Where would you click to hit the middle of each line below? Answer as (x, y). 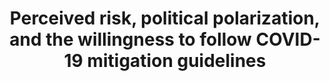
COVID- (288, 39)
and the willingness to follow (130, 39)
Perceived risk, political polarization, (165, 18)
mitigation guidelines (176, 61)
